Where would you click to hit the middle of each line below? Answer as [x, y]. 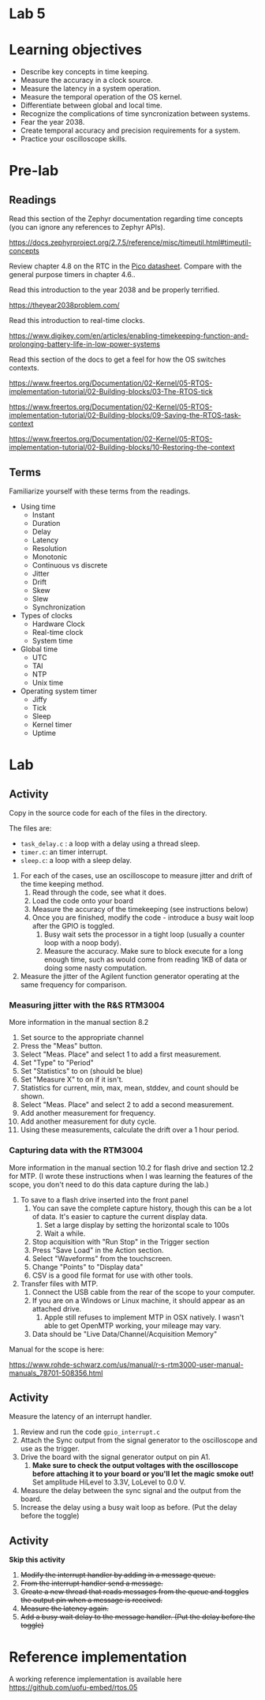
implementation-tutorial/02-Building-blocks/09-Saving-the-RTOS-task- [125, 415]
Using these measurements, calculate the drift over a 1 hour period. [130, 1130]
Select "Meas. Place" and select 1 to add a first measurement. [121, 1054]
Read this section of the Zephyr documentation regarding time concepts [126, 219]
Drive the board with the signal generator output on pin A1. [115, 1457]
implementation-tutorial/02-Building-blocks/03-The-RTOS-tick [111, 392]
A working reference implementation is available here [95, 1679]
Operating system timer [59, 691]
